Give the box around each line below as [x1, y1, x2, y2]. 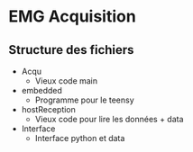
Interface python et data [34, 133, 125, 143]
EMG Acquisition [8, 6, 136, 27]
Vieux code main [34, 76, 98, 86]
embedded [21, 85, 62, 95]
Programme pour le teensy [34, 94, 134, 105]
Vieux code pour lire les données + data [34, 114, 184, 124]
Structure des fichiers [8, 42, 134, 58]
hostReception [21, 104, 76, 114]
